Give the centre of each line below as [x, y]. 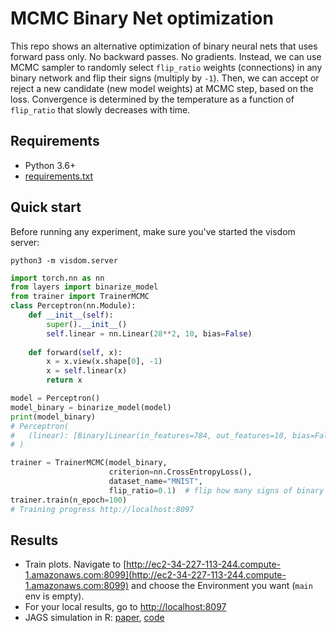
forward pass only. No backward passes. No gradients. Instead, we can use [166, 56]
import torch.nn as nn [57, 278]
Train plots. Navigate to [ [75, 564]
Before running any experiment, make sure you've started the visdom [153, 231]
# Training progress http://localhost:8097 [102, 509]
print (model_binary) [53, 417]
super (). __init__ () [87, 324]
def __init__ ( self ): [71, 315]
